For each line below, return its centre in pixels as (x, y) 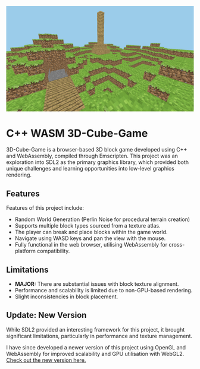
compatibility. (53, 251)
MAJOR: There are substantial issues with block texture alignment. (97, 284)
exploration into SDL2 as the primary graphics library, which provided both (98, 162)
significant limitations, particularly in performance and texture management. (99, 336)
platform (25, 251)
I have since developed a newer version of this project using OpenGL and (96, 347)
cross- (177, 245)
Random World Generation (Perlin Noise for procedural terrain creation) (102, 219)
